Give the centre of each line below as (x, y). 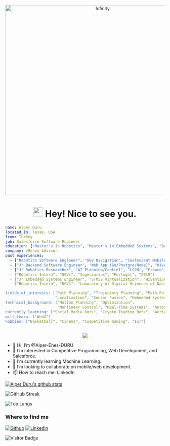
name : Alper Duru (24, 227)
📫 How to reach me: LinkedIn (44, 373)
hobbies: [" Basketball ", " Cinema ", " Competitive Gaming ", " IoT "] (75, 321)
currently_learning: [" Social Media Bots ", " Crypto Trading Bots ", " (80, 312)
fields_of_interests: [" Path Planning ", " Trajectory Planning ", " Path (81, 293)
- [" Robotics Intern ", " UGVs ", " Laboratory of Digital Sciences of (82, 284)
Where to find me (27, 417)
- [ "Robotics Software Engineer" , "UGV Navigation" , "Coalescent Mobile (88, 261)
